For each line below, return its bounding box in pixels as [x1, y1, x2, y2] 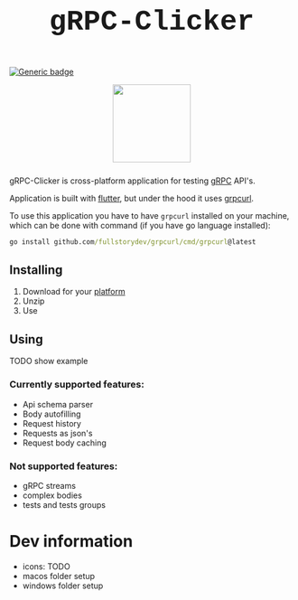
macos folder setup [22, 570, 96, 581]
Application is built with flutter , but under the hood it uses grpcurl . [9, 192, 255, 203]
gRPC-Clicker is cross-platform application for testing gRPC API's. [9, 175, 256, 186]
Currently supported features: [9, 379, 144, 391]
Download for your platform [22, 286, 126, 297]
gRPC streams [22, 480, 77, 491]
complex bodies [22, 490, 83, 501]
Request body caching [22, 437, 107, 448]
